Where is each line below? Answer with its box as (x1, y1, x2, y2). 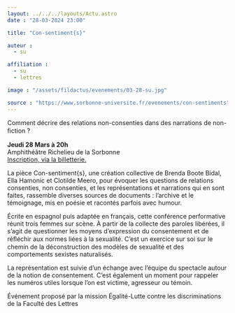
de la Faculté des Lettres (7, 299, 78, 307)
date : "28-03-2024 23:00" (7, 17, 86, 24)
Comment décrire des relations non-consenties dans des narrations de (7, 118, 212, 126)
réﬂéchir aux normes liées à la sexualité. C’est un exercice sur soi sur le (7, 235, 213, 243)
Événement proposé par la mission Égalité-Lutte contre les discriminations (7, 291, 222, 300)
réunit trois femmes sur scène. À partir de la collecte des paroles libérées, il (7, 219, 225, 228)
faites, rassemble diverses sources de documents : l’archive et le (7, 191, 194, 199)
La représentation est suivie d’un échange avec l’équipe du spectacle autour (7, 263, 227, 272)
